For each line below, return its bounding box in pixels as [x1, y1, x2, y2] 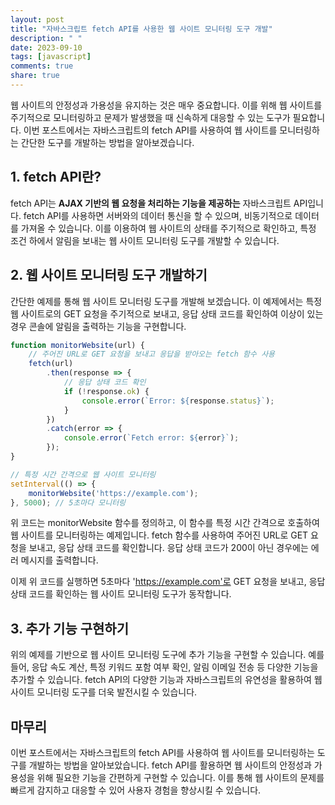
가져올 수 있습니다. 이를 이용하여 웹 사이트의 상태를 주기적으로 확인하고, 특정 [20, 222, 317, 234]
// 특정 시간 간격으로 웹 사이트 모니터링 [10, 469, 157, 480]
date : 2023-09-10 [10, 42, 83, 53]
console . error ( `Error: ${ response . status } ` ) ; [81, 396, 275, 406]
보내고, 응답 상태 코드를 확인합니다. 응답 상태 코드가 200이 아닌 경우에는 [28, 542, 309, 554]
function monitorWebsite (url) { [10, 340, 145, 350]
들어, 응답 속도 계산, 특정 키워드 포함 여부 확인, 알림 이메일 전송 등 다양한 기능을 [10, 661, 319, 673]
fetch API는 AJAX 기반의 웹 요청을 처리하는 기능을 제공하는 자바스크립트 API [10, 197, 308, 209]
